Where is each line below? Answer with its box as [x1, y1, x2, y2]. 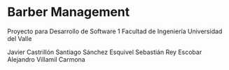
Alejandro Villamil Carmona [7, 55, 85, 63]
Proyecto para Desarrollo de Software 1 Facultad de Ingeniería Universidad [7, 27, 223, 35]
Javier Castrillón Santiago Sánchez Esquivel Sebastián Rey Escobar [7, 48, 202, 56]
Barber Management [7, 4, 130, 20]
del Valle [7, 34, 32, 42]
